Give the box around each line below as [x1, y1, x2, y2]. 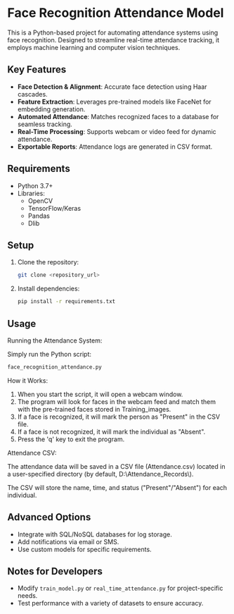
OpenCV [27, 196, 53, 205]
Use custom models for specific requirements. [17, 545, 152, 553]
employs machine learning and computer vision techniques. [7, 43, 181, 51]
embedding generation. [17, 104, 86, 113]
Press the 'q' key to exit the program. [17, 435, 125, 443]
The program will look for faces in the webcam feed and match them [17, 397, 216, 406]
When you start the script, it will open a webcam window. [17, 390, 183, 398]
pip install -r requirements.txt [17, 298, 116, 305]
